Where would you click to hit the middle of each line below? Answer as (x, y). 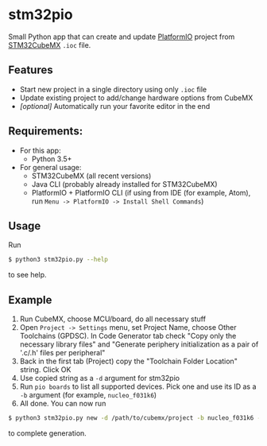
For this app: (40, 150)
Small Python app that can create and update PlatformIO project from (122, 37)
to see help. (27, 275)
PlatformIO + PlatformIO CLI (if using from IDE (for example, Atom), (141, 192)
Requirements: (46, 132)
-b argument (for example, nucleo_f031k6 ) (88, 395)
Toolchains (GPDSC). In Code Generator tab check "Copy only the (128, 336)
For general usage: (50, 167)
